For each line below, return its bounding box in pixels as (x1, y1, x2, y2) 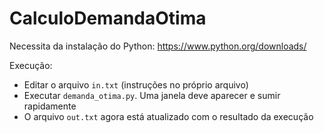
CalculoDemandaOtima (9, 7, 207, 30)
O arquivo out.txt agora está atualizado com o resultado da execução (23, 110, 314, 122)
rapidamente (23, 100, 77, 112)
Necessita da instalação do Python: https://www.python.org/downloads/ (9, 40, 307, 52)
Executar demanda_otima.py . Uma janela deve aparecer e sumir (23, 89, 281, 101)
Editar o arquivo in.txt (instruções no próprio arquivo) (23, 78, 249, 91)
